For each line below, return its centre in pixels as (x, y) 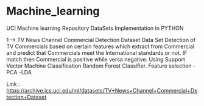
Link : (13, 84)
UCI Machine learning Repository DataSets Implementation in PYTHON (95, 28)
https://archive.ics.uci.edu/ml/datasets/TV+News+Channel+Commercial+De (102, 90)
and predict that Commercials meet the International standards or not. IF (97, 52)
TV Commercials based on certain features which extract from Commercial (100, 46)
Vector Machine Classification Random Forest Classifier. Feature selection (99, 66)
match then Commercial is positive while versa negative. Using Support (96, 59)
